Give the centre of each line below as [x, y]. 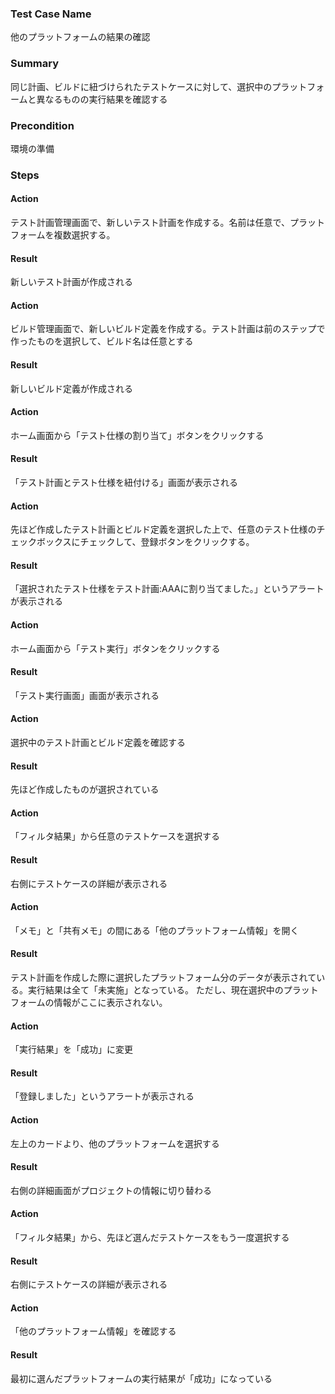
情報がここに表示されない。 [110, 1003]
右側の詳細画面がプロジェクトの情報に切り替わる [111, 1190]
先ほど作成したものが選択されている [85, 789]
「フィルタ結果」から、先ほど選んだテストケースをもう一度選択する [150, 1238]
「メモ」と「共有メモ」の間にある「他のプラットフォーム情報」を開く [155, 930]
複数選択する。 [84, 235]
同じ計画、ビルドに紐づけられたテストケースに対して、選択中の [141, 86]
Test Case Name [51, 14]
